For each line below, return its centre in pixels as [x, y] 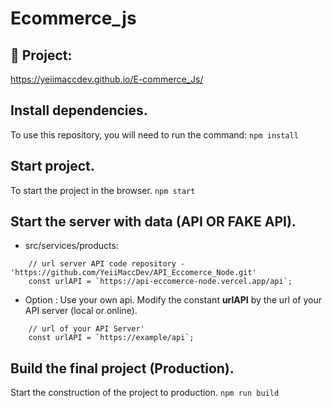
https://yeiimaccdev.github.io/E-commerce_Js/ [107, 79]
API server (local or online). [81, 311]
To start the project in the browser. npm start [103, 190]
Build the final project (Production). [122, 368]
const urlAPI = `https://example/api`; [111, 338]
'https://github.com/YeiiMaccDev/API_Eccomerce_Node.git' [133, 273]
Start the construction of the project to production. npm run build [145, 393]
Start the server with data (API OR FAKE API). [153, 222]
